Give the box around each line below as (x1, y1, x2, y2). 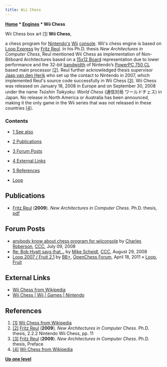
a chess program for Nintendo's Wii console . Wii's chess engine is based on (5, 40, 162, 46)
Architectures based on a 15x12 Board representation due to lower (23, 56, 160, 62)
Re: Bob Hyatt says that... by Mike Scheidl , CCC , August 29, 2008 (12, 248, 148, 255)
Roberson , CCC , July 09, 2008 (12, 243, 76, 249)
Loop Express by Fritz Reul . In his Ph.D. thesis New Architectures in (5, 45, 143, 51)
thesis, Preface (12, 341, 44, 347)
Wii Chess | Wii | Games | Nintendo (12, 292, 85, 298)
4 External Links (12, 158, 46, 164)
